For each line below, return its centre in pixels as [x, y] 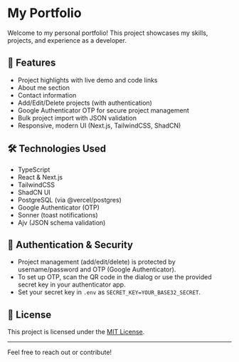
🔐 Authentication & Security [70, 245]
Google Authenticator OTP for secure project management [103, 110]
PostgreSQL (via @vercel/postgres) [70, 200]
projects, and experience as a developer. [67, 40]
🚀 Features [32, 63]
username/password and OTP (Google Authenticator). [97, 269]
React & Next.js [40, 177]
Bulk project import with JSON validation [77, 118]
